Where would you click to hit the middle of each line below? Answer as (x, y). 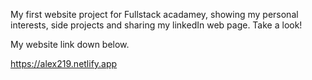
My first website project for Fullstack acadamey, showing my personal (154, 14)
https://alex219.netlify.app (64, 63)
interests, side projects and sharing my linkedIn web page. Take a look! (156, 25)
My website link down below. (70, 44)
